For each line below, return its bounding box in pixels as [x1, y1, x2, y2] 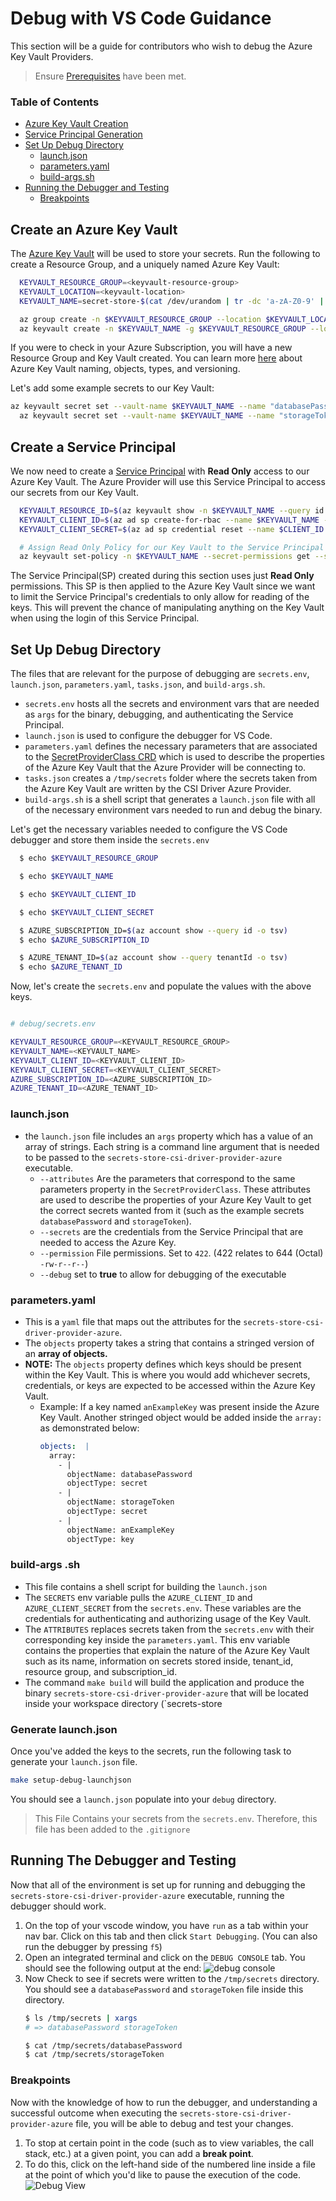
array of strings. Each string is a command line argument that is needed [24, 1140, 320, 1152]
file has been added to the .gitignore [34, 1823, 191, 1835]
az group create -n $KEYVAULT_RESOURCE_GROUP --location [19, 314, 262, 324]
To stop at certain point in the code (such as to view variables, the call [24, 2137, 314, 2149]
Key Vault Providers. [10, 50, 94, 62]
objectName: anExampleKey [66, 1525, 175, 1535]
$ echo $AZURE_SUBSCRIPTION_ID [19, 935, 150, 945]
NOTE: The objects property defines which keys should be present [24, 1358, 302, 1370]
